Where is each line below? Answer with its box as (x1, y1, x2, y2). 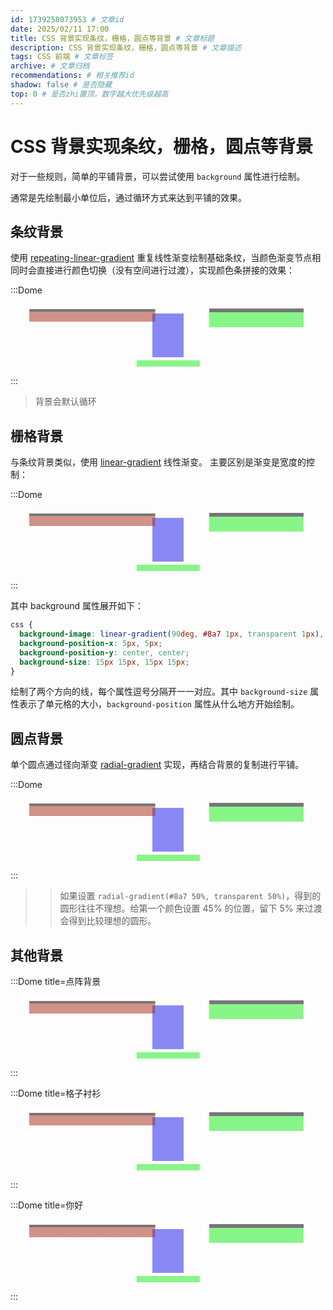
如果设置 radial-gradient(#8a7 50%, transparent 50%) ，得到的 (59, 890, 322, 902)
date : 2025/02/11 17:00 (10, 24, 110, 34)
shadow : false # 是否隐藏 (10, 80, 113, 90)
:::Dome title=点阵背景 (10, 976, 102, 988)
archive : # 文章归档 (10, 61, 90, 71)
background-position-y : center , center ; (19, 647, 190, 658)
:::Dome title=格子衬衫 (10, 1087, 102, 1100)
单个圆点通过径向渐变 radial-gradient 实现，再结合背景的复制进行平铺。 (10, 759, 305, 771)
